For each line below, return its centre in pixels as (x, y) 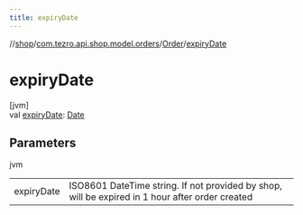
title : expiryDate (44, 18)
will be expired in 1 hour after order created (161, 197)
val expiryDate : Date (47, 115)
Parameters (43, 142)
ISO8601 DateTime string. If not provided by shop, (175, 186)
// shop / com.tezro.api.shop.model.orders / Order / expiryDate (118, 43)
